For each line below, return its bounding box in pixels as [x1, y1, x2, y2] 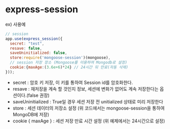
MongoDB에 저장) [12, 111, 50, 117]
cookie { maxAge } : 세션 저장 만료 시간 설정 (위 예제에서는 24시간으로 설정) [12, 118, 165, 124]
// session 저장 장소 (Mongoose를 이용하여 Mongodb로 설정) [10, 60, 128, 65]
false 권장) [28, 92, 50, 98]
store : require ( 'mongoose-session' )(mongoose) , [10, 55, 111, 60]
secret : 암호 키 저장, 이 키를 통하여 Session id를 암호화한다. [12, 79, 133, 85]
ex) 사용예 [5, 21, 26, 27]
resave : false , [10, 46, 42, 51]
